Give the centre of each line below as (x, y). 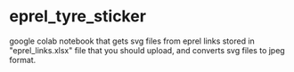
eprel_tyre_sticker (78, 16)
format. (23, 60)
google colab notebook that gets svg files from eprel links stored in (132, 41)
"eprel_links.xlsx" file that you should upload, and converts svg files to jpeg (147, 50)
